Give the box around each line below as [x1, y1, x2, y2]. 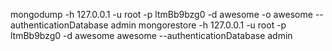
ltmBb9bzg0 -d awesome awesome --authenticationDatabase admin [10, 30, 293, 41]
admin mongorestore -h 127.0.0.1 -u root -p [110, 19, 287, 31]
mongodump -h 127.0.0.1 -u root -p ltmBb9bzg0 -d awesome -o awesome [10, 9, 313, 20]
